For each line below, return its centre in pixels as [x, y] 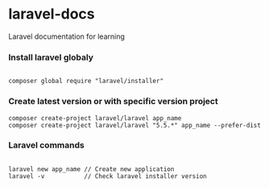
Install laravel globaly [51, 57]
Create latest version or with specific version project [114, 102]
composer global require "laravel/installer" [86, 81]
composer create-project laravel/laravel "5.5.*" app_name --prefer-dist [135, 125]
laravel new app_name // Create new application [91, 169]
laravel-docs [52, 14]
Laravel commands [46, 145]
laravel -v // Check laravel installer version [108, 176]
